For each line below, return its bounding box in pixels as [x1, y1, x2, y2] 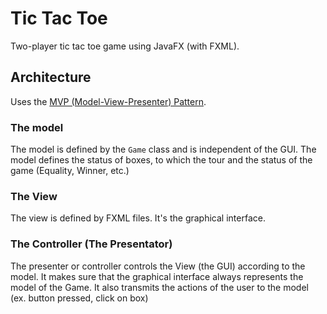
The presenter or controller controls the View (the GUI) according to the [10, 260, 306, 272]
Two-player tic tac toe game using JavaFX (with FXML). [10, 40, 240, 52]
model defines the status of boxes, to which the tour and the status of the [10, 154, 313, 166]
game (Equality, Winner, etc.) [10, 165, 130, 177]
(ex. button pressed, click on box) [10, 292, 149, 304]
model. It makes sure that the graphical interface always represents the [10, 270, 304, 282]
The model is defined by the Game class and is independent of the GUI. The [10, 143, 317, 156]
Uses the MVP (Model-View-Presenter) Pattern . [10, 95, 207, 107]
